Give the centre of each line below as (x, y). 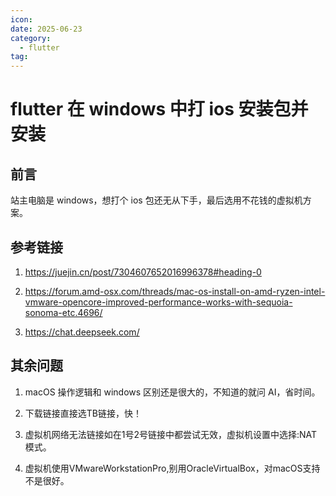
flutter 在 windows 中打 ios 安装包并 (159, 109)
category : (31, 38)
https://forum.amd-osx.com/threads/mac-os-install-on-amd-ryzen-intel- (175, 291)
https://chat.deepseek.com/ (82, 332)
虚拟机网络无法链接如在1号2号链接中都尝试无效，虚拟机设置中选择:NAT (171, 434)
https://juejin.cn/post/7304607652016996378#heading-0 (143, 272)
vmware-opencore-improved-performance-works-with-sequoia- (158, 302)
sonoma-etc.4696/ (63, 312)
